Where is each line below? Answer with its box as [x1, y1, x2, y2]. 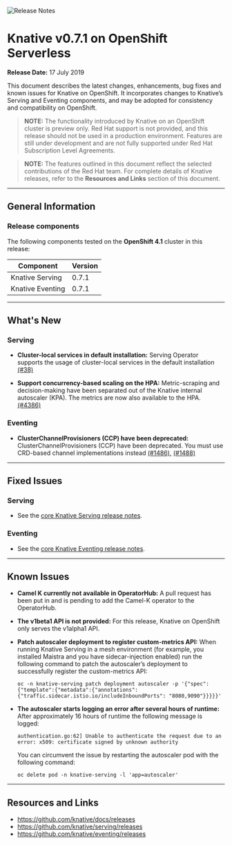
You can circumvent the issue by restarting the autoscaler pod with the [17, 751, 219, 759]
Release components [7, 222, 79, 231]
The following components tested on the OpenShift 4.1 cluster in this [7, 237, 203, 245]
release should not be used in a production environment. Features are [23, 131, 223, 139]
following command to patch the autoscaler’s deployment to [17, 660, 188, 668]
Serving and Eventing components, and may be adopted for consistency [7, 96, 213, 104]
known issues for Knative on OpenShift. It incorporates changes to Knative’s [7, 88, 223, 97]
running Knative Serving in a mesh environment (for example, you [17, 645, 204, 654]
